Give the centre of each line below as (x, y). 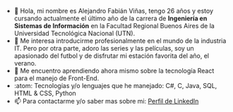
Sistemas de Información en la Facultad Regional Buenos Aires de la (114, 26)
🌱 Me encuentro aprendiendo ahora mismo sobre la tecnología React (114, 71)
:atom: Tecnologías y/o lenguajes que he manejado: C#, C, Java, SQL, (115, 86)
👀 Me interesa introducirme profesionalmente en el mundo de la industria (120, 41)
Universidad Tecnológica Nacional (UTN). (74, 33)
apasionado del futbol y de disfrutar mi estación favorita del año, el (112, 56)
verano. (25, 63)
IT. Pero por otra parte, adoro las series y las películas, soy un (104, 48)
